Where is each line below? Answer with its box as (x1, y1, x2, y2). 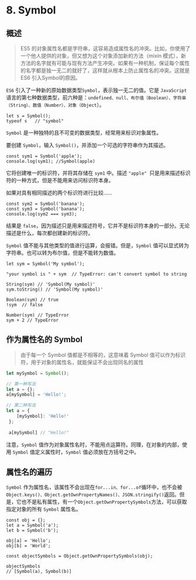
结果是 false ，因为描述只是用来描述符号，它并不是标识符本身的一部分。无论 (6, 222, 190, 229)
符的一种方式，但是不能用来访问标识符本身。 (6, 177, 114, 183)
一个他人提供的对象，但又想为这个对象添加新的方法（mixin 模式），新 (20, 52, 186, 59)
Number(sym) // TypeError (6, 312, 69, 318)
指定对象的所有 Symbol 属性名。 (6, 506, 81, 513)
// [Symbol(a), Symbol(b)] (6, 569, 72, 575)
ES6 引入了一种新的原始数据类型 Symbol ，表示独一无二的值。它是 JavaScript (6, 87, 187, 94)
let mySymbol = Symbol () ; (6, 370, 69, 376)
